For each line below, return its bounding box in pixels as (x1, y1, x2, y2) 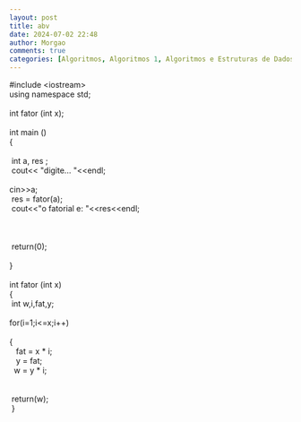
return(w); (11, 393, 49, 404)
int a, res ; (11, 156, 48, 166)
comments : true (9, 47, 66, 56)
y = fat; (15, 356, 43, 366)
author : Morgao (9, 38, 66, 47)
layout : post (9, 13, 58, 22)
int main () (9, 127, 47, 137)
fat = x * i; (15, 346, 53, 357)
